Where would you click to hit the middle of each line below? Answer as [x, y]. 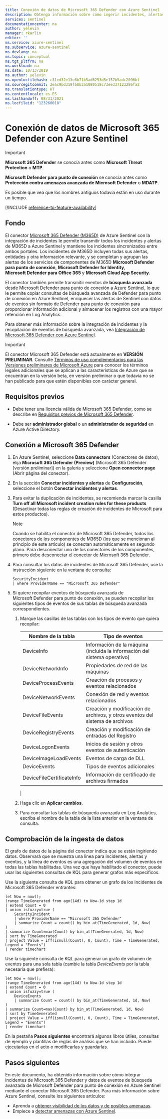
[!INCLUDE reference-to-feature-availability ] [51, 208]
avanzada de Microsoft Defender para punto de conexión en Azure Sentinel [83, 1085]
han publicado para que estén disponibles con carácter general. [71, 381]
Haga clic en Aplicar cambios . [51, 803]
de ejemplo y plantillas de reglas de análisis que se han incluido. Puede [78, 1042]
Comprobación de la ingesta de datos [64, 839]
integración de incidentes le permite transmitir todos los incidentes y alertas [83, 240]
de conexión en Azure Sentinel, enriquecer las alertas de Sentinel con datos [83, 298]
